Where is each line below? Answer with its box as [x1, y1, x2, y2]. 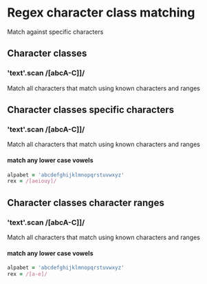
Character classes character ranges [7, 196, 165, 208]
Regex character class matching [7, 5, 195, 21]
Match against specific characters [7, 28, 104, 36]
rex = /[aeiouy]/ [7, 178, 57, 185]
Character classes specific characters [7, 104, 174, 116]
